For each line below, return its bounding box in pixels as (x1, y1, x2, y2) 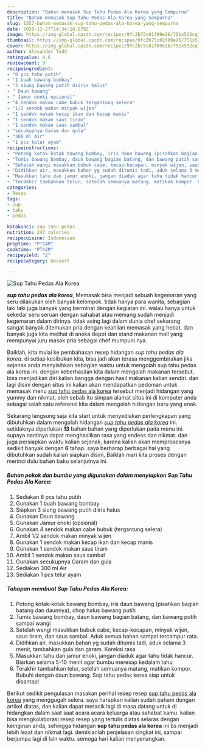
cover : (7, 43, 24, 49)
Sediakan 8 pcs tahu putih (15, 493, 82, 501)
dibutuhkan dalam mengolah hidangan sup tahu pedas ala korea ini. (7, 418, 178, 426)
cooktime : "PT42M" (7, 246, 54, 253)
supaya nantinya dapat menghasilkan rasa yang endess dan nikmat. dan (7, 432, 188, 439)
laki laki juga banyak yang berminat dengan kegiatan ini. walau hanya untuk (7, 305, 196, 312)
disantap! (15, 678, 40, 685)
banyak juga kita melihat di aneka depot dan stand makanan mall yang (7, 330, 183, 338)
